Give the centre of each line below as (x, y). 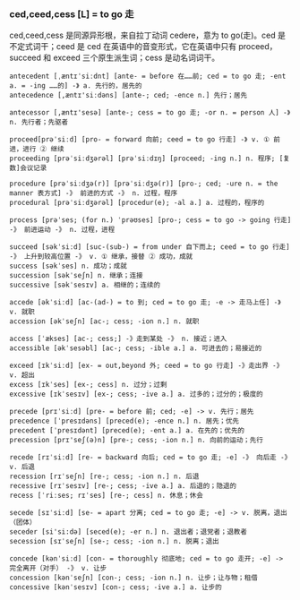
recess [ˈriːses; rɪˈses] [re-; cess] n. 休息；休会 (106, 496)
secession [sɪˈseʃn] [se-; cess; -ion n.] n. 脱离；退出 (114, 542)
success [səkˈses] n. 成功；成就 (68, 266)
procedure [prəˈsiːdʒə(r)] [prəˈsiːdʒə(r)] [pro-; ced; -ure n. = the (144, 184)
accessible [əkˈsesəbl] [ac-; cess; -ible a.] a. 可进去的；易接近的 (136, 348)
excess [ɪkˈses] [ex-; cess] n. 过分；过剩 (88, 385)
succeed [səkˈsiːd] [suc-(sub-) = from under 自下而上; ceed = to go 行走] (150, 247)
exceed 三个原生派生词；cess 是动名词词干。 (137, 58)
